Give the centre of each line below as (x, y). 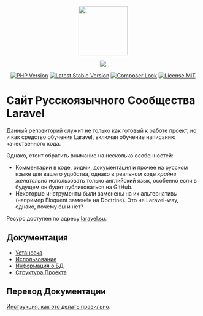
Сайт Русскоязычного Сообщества (101, 101)
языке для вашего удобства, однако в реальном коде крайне (96, 174)
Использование (36, 259)
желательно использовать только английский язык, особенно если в (106, 180)
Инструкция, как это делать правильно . (59, 306)
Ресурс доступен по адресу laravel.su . (57, 218)
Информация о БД (39, 266)
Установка (29, 253)
